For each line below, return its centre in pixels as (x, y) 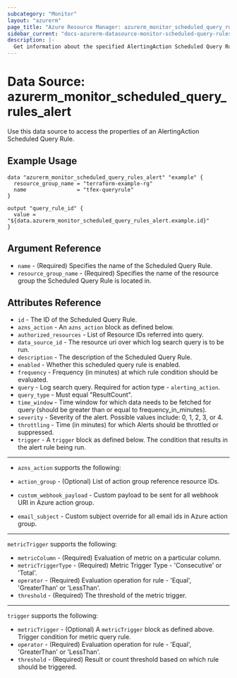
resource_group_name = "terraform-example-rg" (83, 183)
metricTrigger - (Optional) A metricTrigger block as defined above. (116, 629)
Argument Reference (54, 249)
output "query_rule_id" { (45, 208)
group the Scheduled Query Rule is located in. (84, 281)
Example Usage (42, 161)
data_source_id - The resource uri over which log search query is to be (121, 342)
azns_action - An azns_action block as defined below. (96, 327)
